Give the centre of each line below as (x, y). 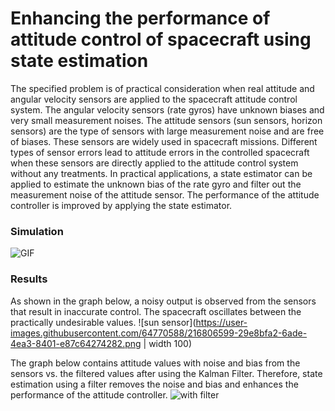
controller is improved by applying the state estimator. (121, 205)
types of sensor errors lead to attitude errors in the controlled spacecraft (160, 152)
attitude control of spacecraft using (161, 39)
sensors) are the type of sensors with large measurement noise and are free (167, 131)
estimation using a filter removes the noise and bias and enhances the (154, 384)
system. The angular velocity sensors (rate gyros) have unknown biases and (167, 109)
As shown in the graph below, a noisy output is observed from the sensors (163, 301)
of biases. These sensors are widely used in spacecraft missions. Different (164, 141)
